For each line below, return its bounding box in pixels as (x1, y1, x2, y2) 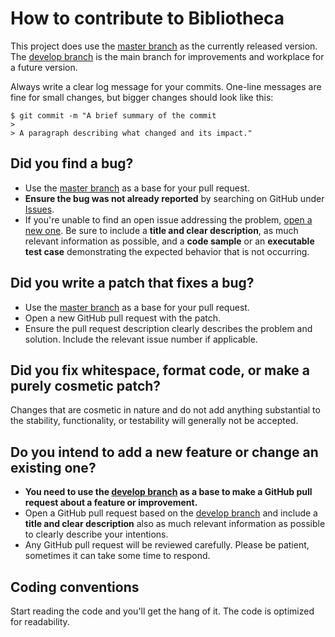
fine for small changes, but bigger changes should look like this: (10, 91, 274, 103)
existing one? (10, 459, 97, 476)
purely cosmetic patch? (10, 377, 162, 394)
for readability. (10, 616, 70, 627)
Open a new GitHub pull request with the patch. (24, 312, 222, 324)
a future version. (10, 61, 78, 73)
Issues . (24, 203, 55, 215)
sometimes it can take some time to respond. (24, 550, 211, 562)
